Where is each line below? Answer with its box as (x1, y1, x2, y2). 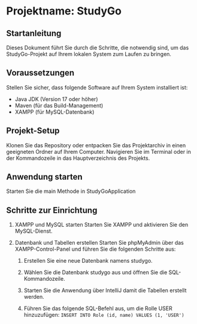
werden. (23, 293, 45, 301)
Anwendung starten (6, 172, 83, 182)
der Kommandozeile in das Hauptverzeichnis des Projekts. (6, 154, 150, 162)
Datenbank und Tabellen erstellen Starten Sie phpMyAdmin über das (14, 239, 184, 246)
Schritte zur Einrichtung (6, 205, 98, 215)
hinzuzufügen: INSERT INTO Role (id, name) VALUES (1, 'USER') (23, 311, 184, 319)
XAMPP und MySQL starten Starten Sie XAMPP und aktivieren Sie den (14, 221, 189, 228)
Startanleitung (6, 28, 62, 38)
